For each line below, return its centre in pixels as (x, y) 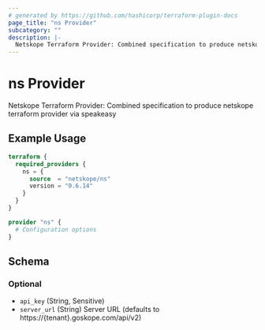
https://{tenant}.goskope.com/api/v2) (80, 318)
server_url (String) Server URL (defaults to (90, 310)
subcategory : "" (35, 30)
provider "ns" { (35, 222)
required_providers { (51, 164)
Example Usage (47, 139)
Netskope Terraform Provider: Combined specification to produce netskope (131, 106)
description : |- (35, 37)
